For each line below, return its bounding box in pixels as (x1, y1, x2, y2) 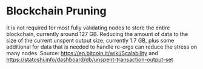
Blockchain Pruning (6, 4, 107, 18)
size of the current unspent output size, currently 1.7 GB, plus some (6, 37, 175, 44)
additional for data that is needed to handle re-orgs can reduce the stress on (6, 43, 198, 50)
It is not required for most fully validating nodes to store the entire (6, 24, 170, 31)
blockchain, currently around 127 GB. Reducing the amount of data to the (6, 30, 188, 37)
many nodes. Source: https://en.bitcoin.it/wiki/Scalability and (6, 49, 159, 56)
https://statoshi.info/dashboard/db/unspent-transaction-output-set (6, 56, 174, 63)
